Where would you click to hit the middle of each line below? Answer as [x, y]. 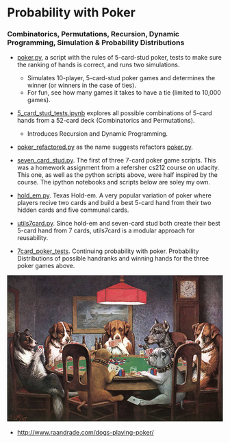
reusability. [33, 238]
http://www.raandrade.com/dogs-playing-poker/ [85, 432]
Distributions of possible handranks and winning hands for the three [113, 259]
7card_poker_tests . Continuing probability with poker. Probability [108, 251]
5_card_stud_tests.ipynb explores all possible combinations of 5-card [114, 113]
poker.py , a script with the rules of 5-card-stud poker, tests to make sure [119, 58]
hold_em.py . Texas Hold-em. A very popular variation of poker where [114, 195]
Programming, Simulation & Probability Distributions [96, 43]
